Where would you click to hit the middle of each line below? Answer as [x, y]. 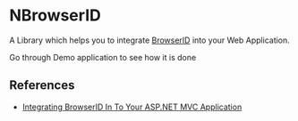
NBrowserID [55, 16]
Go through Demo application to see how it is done [103, 57]
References [42, 85]
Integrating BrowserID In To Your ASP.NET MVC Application [132, 107]
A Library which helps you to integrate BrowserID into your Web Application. [150, 40]
